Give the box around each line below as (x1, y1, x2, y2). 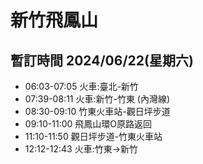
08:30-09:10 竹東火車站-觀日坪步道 (24, 106, 171, 117)
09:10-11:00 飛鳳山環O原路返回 (24, 118, 153, 130)
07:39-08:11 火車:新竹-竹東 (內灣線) (24, 93, 171, 105)
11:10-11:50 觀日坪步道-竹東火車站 (24, 131, 163, 142)
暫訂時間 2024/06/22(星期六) (10, 52, 194, 69)
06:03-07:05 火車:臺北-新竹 (24, 81, 139, 92)
